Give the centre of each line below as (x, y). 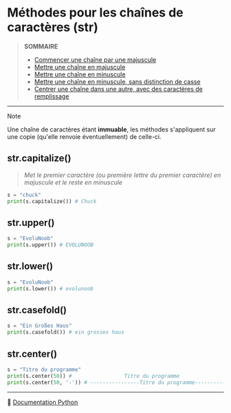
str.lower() (30, 266)
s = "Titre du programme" (44, 370)
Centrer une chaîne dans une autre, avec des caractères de (118, 89)
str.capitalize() (39, 159)
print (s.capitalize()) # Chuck (52, 201)
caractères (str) (53, 27)
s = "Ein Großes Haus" (40, 326)
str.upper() (31, 223)
